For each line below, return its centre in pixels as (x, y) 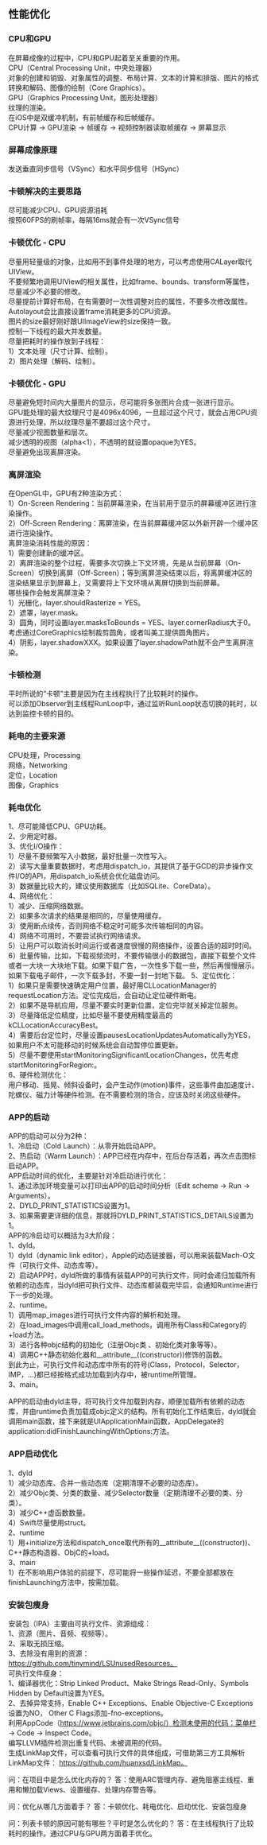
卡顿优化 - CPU (37, 243)
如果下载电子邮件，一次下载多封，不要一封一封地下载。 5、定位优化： (123, 976)
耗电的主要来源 (37, 736)
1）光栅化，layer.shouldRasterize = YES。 (77, 603)
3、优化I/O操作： (37, 846)
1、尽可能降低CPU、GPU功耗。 (60, 826)
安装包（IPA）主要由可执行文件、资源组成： (80, 1623)
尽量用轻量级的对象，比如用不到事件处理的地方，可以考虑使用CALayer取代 (130, 262)
